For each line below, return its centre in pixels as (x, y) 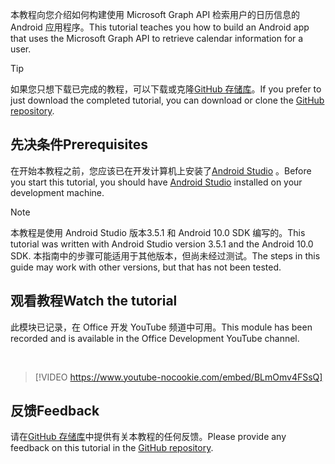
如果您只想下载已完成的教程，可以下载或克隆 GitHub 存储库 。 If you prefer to (166, 89)
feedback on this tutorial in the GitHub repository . (112, 448)
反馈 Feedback (55, 411)
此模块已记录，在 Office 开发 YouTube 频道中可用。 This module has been (161, 327)
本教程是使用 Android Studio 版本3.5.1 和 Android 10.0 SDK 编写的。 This (158, 232)
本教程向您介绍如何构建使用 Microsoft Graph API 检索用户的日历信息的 (155, 14)
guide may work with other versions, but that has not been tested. (146, 267)
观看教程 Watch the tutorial (94, 301)
